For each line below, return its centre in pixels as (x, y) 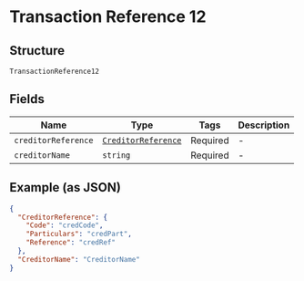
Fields (27, 99)
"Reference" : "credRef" (71, 243)
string (117, 155)
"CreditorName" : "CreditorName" (79, 259)
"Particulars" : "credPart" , (79, 234)
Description (264, 125)
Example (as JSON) (65, 187)
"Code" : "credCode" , (65, 225)
